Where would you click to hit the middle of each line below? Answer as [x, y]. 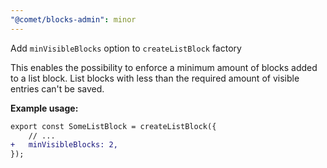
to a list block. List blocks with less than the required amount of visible [155, 78]
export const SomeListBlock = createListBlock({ [113, 126]
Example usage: [44, 108]
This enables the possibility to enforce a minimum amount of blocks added [164, 67]
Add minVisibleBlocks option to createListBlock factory [126, 48]
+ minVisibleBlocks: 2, [64, 145]
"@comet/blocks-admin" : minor [73, 19]
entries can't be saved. [57, 88]
